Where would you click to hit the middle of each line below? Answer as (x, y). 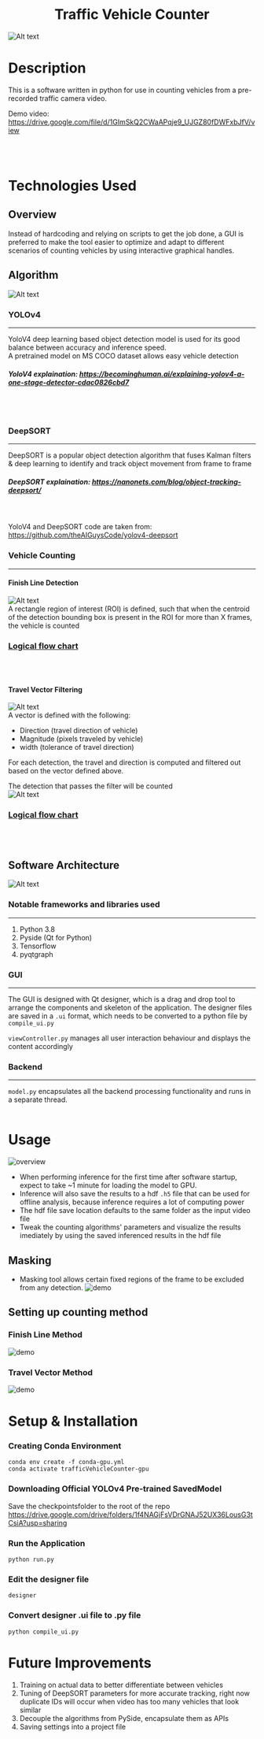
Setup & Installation (73, 1421)
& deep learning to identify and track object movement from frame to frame (130, 464)
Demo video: (29, 113)
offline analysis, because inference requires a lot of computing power (132, 1202)
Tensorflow (38, 946)
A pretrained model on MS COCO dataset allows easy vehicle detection (123, 355)
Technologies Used (73, 186)
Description (47, 68)
